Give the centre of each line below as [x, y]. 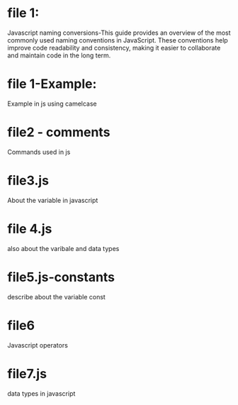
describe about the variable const [57, 296]
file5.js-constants [61, 277]
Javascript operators [38, 345]
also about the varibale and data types [63, 248]
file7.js [27, 373]
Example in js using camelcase [52, 104]
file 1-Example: [52, 84]
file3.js [28, 181]
